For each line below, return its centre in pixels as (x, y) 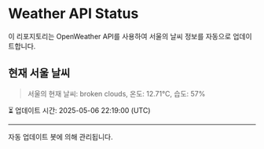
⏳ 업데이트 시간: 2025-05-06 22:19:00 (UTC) (79, 110)
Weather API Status (73, 14)
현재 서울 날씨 (39, 73)
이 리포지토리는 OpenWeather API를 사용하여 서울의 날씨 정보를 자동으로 (120, 36)
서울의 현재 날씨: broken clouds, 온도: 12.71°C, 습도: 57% (116, 93)
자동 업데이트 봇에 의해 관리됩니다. (60, 136)
